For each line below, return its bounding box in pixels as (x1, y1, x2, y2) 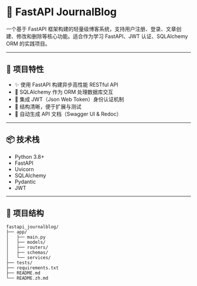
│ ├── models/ (6, 240, 46, 246)
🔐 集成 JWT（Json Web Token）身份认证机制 (14, 96, 124, 103)
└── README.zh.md (6, 275, 49, 281)
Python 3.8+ (14, 153, 45, 160)
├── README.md (6, 270, 41, 276)
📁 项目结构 (6, 208, 44, 218)
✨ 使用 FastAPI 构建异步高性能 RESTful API (14, 81, 118, 88)
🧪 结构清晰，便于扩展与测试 (14, 103, 81, 110)
